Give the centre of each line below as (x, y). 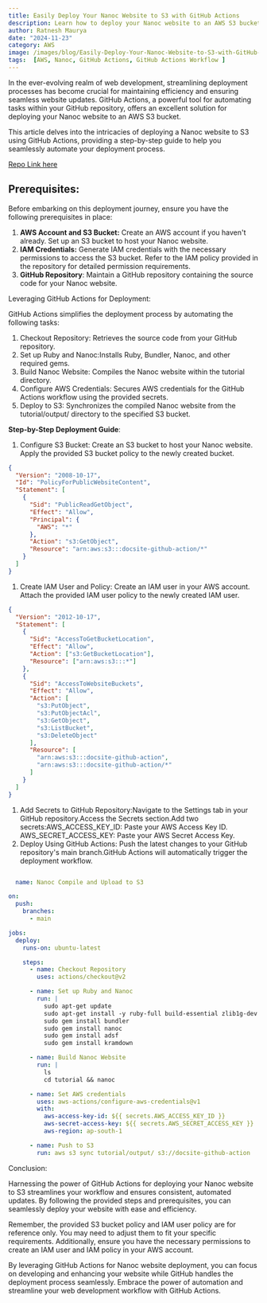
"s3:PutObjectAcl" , (69, 713)
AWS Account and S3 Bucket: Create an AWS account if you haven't (133, 232)
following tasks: (34, 322)
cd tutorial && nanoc (79, 1079)
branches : (39, 911)
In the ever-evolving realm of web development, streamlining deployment (128, 82)
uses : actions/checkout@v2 (81, 977)
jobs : (17, 933)
